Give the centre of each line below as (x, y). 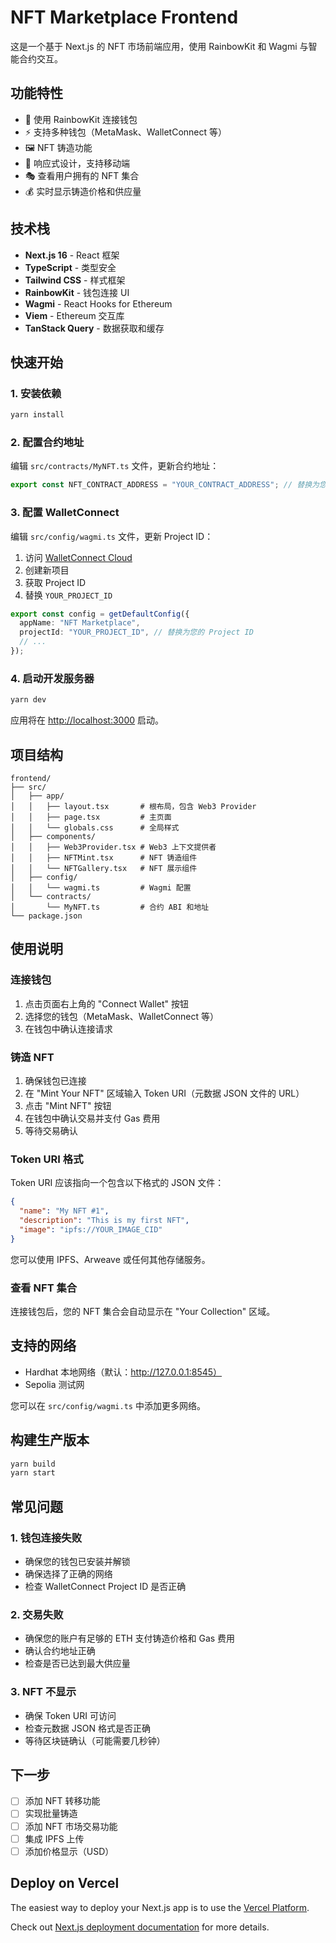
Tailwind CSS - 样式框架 (75, 280)
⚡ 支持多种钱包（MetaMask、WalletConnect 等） (126, 132)
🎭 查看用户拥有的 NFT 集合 (82, 175)
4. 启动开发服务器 (52, 678)
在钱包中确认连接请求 (68, 1028)
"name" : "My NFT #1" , (64, 1211)
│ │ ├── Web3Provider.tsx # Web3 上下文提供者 (113, 847)
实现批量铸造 (51, 1813)
